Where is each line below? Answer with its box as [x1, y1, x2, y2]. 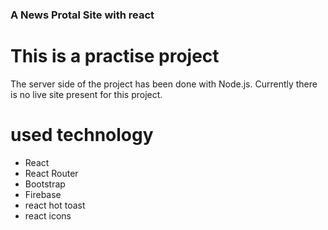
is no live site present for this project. [10, 88, 163, 100]
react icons [24, 209, 72, 222]
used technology [10, 124, 154, 147]
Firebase [24, 188, 62, 200]
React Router [24, 167, 79, 179]
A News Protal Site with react [10, 8, 155, 22]
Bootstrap [24, 178, 66, 190]
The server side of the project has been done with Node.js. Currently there [10, 78, 318, 90]
